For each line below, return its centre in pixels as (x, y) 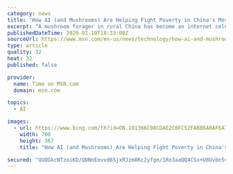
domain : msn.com (37, 90)
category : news (29, 13)
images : (18, 122)
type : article (28, 46)
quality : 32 (24, 52)
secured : (20, 159)
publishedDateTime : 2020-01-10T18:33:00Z (68, 33)
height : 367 (37, 141)
